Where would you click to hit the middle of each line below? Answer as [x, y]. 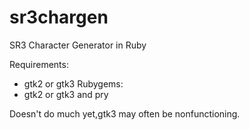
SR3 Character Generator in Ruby [78, 45]
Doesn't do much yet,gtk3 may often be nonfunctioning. [125, 113]
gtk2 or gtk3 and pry [66, 94]
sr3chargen [59, 17]
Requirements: [39, 64]
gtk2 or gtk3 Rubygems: [73, 83]
